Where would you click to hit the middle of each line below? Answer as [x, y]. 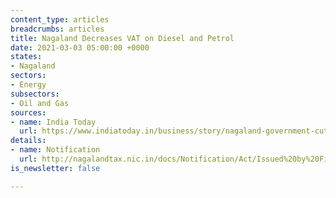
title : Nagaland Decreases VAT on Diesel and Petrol [122, 38]
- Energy [28, 85]
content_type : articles [60, 19]
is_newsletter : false [55, 168]
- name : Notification [55, 150]
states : [26, 57]
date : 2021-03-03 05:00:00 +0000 [80, 47]
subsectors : [35, 94]
